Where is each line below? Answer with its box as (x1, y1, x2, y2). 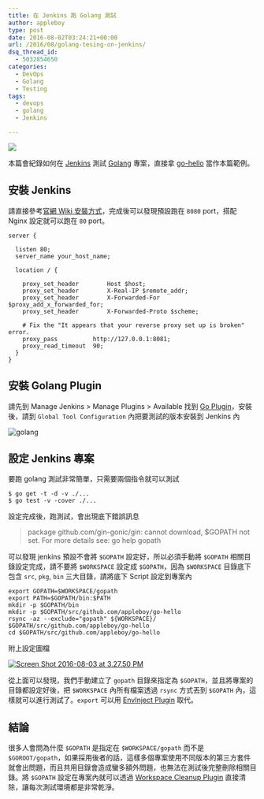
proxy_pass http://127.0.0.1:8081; (22, 335, 171, 343)
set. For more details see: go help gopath (27, 536, 162, 545)
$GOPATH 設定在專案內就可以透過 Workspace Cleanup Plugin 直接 (30, 773, 240, 782)
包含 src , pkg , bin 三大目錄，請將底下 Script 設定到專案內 (8, 572, 193, 582)
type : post (8, 26, 44, 34)
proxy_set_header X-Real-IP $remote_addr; (22, 287, 189, 295)
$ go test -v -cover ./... (8, 497, 97, 505)
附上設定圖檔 (8, 644, 50, 653)
